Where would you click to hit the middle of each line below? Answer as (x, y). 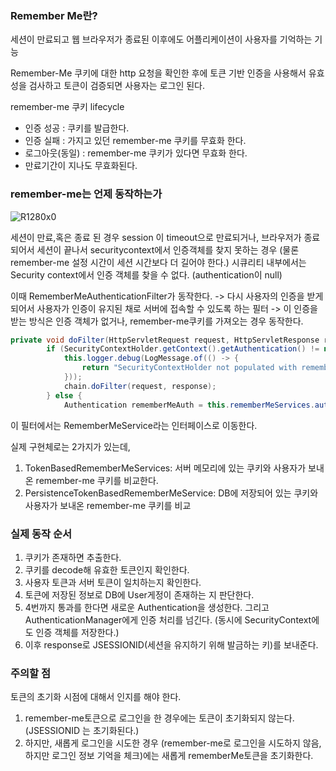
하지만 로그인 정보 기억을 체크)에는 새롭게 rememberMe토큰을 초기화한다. (169, 756)
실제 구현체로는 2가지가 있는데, (70, 446)
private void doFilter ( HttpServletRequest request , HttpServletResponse (165, 340)
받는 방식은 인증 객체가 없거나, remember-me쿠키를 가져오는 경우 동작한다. (157, 321)
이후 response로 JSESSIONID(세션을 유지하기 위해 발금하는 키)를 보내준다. (171, 644)
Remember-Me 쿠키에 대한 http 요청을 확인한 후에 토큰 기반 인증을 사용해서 (158, 73)
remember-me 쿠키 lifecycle (67, 107)
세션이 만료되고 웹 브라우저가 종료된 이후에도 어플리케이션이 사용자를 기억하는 (161, 39)
